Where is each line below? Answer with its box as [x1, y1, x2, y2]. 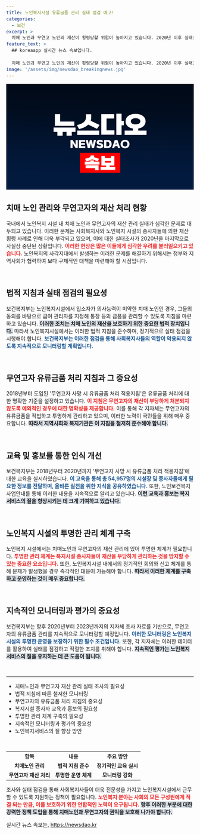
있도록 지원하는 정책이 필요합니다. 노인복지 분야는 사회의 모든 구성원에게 [18, 793, 185, 801]
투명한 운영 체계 [55, 771, 92, 779]
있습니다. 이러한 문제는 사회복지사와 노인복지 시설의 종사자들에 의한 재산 [21, 227, 189, 234]
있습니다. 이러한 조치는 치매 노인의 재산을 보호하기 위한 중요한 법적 [17, 320, 170, 327]
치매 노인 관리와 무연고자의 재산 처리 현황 [6, 203, 147, 213]
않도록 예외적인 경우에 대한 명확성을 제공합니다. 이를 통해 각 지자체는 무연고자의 [6, 405, 189, 412]
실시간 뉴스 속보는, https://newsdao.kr [6, 821, 97, 828]
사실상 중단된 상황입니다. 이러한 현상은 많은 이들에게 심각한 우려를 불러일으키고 [6, 242, 187, 249]
